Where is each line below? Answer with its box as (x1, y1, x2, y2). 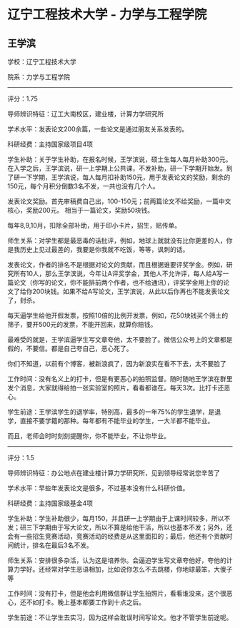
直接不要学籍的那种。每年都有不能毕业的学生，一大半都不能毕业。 (19, 417, 214, 425)
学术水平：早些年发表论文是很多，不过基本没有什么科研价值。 (7, 484, 189, 492)
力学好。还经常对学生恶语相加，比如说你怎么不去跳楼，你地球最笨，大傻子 (13, 565, 233, 573)
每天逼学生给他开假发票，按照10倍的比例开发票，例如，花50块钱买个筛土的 (7, 311, 229, 320)
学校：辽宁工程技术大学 (7, 58, 76, 66)
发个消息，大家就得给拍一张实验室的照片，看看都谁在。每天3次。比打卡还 (7, 383, 224, 392)
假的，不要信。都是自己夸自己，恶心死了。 (7, 344, 133, 353)
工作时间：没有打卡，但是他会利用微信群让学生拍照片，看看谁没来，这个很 (7, 589, 226, 597)
